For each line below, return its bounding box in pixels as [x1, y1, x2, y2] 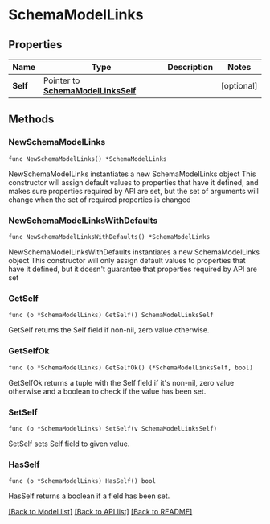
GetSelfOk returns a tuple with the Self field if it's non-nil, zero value [8, 378, 235, 387]
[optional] [220, 80, 258, 91]
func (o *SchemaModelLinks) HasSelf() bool [8, 477, 157, 485]
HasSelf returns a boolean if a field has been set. [8, 491, 170, 501]
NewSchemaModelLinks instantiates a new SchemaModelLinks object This [8, 169, 256, 179]
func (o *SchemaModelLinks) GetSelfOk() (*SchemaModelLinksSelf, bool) [8, 364, 253, 372]
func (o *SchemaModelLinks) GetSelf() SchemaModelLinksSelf [8, 312, 215, 320]
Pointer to [43, 75, 80, 86]
